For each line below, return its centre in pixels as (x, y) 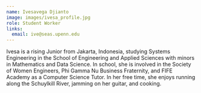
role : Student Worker (34, 23)
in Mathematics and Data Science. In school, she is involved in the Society (99, 65)
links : (15, 29)
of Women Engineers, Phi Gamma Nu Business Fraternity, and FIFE (89, 71)
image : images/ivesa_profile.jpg (48, 18)
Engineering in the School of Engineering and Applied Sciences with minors (100, 58)
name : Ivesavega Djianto (38, 12)
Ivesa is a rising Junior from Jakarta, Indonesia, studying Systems (88, 51)
